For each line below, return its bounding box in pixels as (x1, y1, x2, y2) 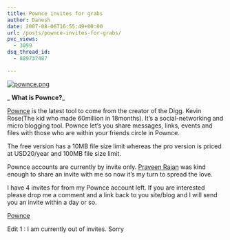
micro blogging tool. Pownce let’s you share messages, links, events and (7, 121, 213, 130)
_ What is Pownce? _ (7, 93, 65, 101)
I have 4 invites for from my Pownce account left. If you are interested (7, 183, 205, 192)
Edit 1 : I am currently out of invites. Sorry (7, 225, 124, 233)
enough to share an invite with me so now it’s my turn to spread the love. (7, 170, 213, 178)
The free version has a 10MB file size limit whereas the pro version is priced (7, 142, 222, 150)
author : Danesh (7, 17, 51, 23)
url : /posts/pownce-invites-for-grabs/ (7, 29, 122, 37)
